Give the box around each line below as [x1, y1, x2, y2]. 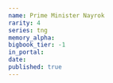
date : [8, 56, 26, 64]
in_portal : [8, 48, 45, 56]
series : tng [8, 26, 48, 34]
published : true [8, 63, 62, 71]
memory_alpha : [8, 33, 56, 42]
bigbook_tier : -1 [8, 41, 66, 49]
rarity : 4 [8, 19, 41, 27]
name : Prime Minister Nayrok [8, 11, 105, 20]
